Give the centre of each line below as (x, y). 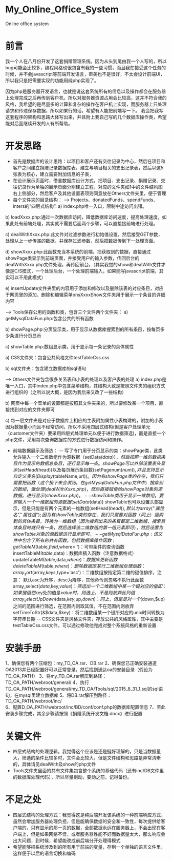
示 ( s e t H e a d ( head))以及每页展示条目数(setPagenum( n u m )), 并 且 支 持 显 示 (88, 469)
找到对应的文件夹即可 (32, 409)
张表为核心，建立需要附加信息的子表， (53, 174)
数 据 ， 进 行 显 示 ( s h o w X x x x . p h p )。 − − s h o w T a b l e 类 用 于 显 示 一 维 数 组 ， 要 (88, 495)
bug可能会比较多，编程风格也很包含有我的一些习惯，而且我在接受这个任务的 (86, 67)
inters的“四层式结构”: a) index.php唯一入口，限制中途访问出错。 (80, 206)
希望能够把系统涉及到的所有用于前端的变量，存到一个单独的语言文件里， (89, 847)
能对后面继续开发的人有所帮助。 (39, 123)
